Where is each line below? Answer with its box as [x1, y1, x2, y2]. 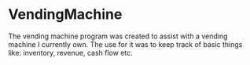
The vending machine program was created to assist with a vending [8, 31, 228, 41]
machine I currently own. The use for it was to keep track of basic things [8, 39, 243, 49]
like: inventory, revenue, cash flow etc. [8, 48, 134, 57]
